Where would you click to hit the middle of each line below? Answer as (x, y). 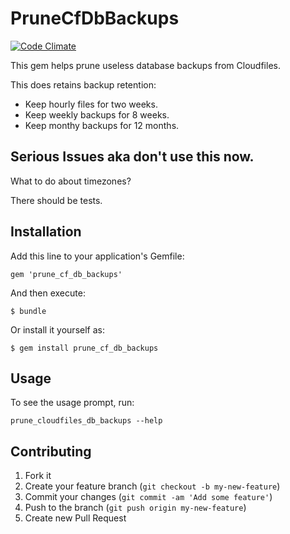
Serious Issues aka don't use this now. (132, 157)
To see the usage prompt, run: (72, 403)
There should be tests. (56, 200)
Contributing (51, 451)
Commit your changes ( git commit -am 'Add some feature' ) (148, 497)
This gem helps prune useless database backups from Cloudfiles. (145, 65)
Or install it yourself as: (57, 329)
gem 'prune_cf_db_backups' (66, 274)
